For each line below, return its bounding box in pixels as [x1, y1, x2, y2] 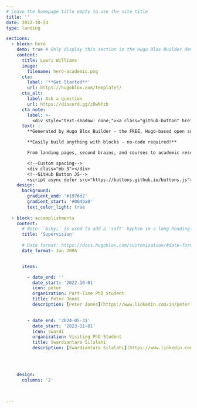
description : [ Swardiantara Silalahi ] [32, 345, 127, 351]
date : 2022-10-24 [6, 19, 49, 25]
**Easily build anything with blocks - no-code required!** [27, 139, 177, 145]
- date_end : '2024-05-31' [27, 317, 91, 323]
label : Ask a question [27, 96, 83, 102]
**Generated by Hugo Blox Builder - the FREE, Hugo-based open [27, 129, 185, 135]
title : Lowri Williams [21, 57, 77, 63]
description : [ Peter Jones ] [32, 302, 101, 307]
